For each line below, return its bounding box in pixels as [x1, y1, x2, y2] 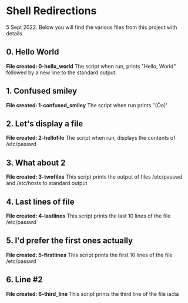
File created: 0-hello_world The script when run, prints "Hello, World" [6, 62, 176, 70]
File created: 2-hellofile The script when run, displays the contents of [6, 134, 176, 141]
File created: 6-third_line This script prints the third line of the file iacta [6, 290, 179, 297]
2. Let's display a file [6, 118, 83, 129]
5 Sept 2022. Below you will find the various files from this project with [6, 24, 177, 31]
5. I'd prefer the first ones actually [6, 236, 133, 246]
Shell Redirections [6, 4, 97, 18]
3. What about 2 [6, 157, 66, 167]
